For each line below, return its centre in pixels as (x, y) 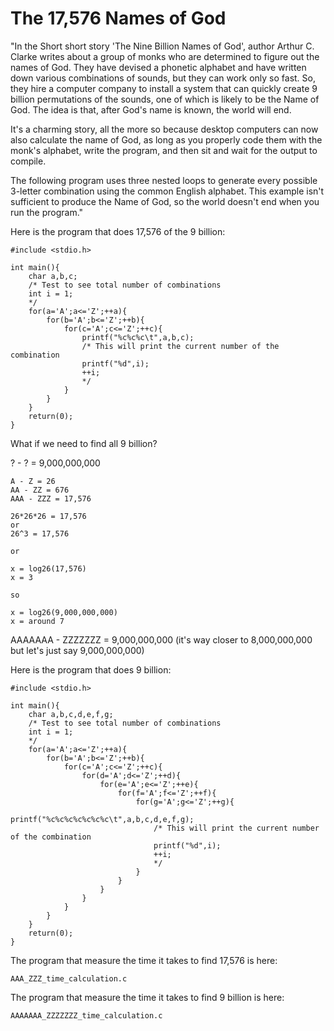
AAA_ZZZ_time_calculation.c (69, 978)
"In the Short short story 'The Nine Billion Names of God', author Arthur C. (162, 46)
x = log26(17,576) (48, 568)
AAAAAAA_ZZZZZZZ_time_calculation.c (86, 1015)
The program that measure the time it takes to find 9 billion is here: (147, 997)
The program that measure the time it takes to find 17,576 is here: (144, 960)
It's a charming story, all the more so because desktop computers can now (164, 129)
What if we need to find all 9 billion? (84, 443)
